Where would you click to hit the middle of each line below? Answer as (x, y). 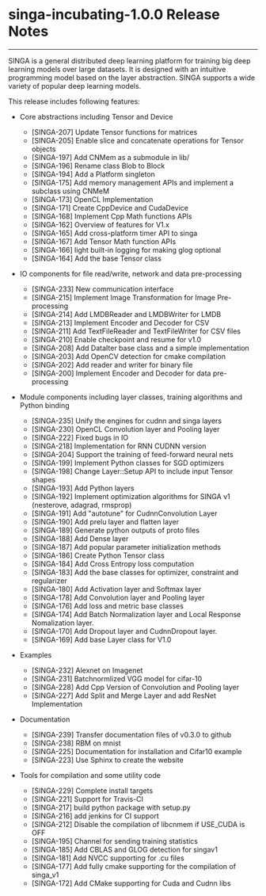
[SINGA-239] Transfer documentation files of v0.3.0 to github (131, 734)
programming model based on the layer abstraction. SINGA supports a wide (132, 78)
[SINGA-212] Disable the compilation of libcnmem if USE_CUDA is (138, 824)
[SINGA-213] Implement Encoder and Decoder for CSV (120, 322)
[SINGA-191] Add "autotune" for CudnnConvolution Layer (124, 513)
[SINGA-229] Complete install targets (92, 791)
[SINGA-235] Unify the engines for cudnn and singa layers (127, 421)
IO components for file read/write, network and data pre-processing (131, 273)
